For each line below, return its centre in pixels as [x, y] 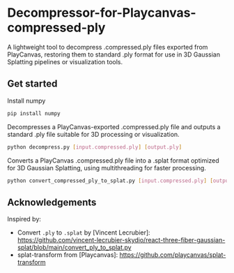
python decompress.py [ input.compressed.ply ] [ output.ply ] [95, 147]
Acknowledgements [52, 202]
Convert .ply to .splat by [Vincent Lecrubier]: [84, 233]
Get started [32, 84]
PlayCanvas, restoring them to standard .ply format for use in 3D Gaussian [114, 54]
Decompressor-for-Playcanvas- [102, 13]
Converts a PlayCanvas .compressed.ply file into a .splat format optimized [113, 160]
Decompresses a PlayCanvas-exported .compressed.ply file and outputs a [114, 126]
